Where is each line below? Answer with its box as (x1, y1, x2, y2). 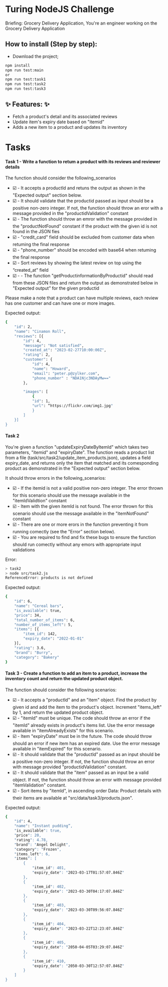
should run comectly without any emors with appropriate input (12, 541, 141, 547)
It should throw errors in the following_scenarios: (5, 475, 106, 481)
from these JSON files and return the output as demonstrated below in (12, 280, 158, 286)
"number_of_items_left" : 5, (14, 622, 73, 627)
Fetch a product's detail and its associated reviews (12, 113, 118, 119)
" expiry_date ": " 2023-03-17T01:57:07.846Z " (32, 870, 124, 875)
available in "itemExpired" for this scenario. (12, 745, 102, 751)
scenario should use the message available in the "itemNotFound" (12, 510, 149, 516)
